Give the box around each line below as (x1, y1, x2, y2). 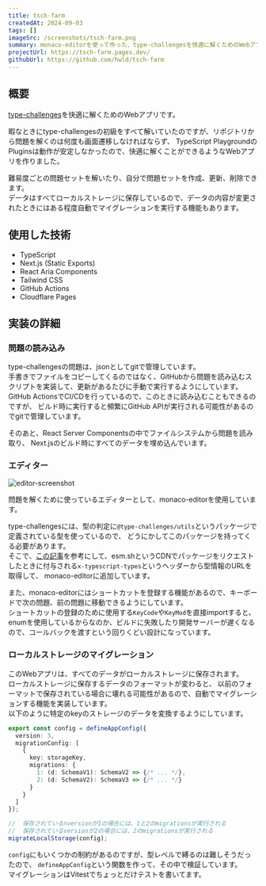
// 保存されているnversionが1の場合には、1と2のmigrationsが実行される (8, 819, 227, 828)
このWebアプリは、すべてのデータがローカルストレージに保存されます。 (8, 669, 244, 678)
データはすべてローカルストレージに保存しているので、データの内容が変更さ (8, 193, 257, 202)
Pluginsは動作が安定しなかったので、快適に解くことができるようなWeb (8, 146, 241, 155)
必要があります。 (14, 541, 70, 551)
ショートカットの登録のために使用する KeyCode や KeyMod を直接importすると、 (8, 608, 256, 617)
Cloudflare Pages (19, 292, 77, 301)
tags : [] (8, 26, 37, 34)
